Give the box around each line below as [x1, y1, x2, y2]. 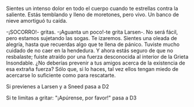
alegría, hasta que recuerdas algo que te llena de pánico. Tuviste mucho [6, 41, 180, 48]
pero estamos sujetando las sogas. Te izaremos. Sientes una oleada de [6, 35, 177, 41]
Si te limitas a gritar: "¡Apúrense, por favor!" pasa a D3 [6, 94, 137, 101]
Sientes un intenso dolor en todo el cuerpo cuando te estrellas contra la [6, 5, 178, 12]
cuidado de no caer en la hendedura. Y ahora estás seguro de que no [6, 47, 174, 54]
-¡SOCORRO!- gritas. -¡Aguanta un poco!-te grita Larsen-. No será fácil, [6, 28, 178, 35]
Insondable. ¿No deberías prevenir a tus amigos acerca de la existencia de [6, 59, 185, 66]
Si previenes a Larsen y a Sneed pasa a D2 [6, 83, 109, 90]
